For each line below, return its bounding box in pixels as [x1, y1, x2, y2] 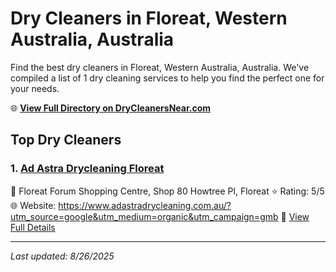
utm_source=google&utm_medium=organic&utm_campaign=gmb [10, 210, 279, 222]
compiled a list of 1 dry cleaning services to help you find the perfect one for [10, 72, 325, 84]
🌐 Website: [10, 199, 57, 211]
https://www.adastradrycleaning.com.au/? [58, 199, 232, 211]
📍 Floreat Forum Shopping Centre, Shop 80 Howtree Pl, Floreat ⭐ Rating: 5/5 [10, 185, 325, 197]
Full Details [10, 221, 56, 233]
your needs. [10, 82, 60, 94]
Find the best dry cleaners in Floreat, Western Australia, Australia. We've [10, 61, 310, 73]
